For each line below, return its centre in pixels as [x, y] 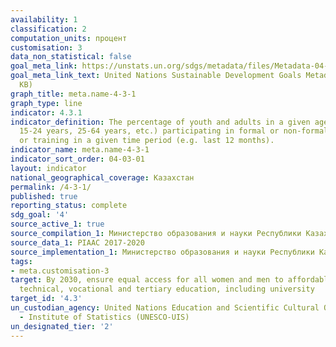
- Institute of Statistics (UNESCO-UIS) [104, 317]
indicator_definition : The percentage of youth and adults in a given [160, 122]
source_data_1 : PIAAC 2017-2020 [77, 242]
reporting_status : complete [69, 206]
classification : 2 [48, 29]
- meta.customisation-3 [60, 271]
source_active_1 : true [57, 224]
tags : [21, 261]
